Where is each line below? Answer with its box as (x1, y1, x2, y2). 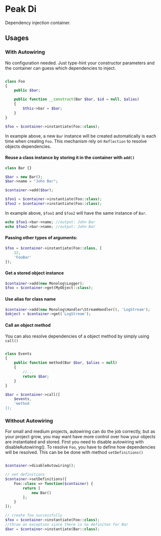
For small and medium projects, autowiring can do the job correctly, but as (5, 428, 156, 434)
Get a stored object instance (5, 270, 64, 276)
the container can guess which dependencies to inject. (5, 65, 116, 71)
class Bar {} (5, 166, 32, 170)
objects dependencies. (5, 143, 52, 149)
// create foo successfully (5, 513, 63, 518)
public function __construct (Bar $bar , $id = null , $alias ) (14, 97, 139, 102)
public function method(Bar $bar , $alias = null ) (14, 360, 118, 366)
